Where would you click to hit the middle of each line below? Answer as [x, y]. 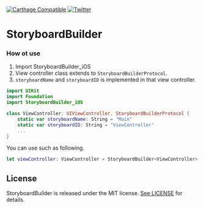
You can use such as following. [45, 148]
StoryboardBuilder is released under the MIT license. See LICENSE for [94, 193]
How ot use [24, 53]
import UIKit [23, 91]
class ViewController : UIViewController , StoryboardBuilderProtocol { [98, 114]
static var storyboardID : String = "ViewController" [86, 125]
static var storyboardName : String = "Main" [75, 119]
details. [16, 200]
